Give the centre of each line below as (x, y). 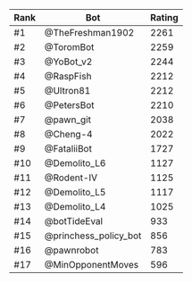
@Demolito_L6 (75, 163)
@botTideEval (74, 221)
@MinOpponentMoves (92, 265)
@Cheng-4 (68, 134)
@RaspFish (68, 76)
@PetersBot (70, 105)
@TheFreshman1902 (89, 33)
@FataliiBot (68, 149)
